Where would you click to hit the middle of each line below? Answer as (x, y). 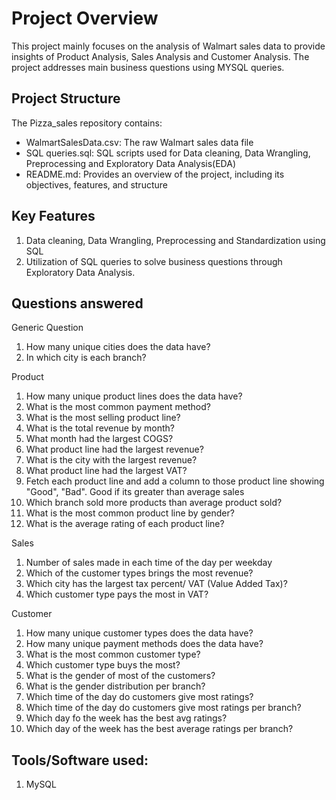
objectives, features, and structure (96, 184)
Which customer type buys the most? (103, 665)
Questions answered (77, 303)
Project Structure (66, 98)
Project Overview (85, 18)
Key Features (53, 216)
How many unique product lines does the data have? (134, 396)
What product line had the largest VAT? (106, 471)
